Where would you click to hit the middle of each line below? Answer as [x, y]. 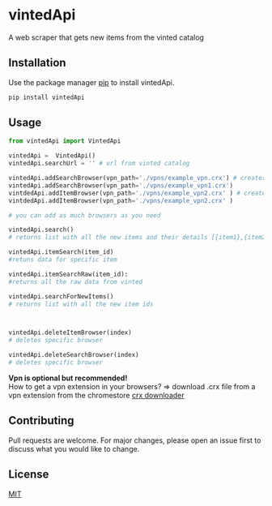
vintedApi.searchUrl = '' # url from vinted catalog [99, 164]
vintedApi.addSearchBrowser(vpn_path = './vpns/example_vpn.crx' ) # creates [137, 178]
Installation [37, 63]
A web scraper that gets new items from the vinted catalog [106, 37]
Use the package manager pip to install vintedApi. [91, 82]
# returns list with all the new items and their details [108, 238]
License [29, 475]
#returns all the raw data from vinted [76, 281]
